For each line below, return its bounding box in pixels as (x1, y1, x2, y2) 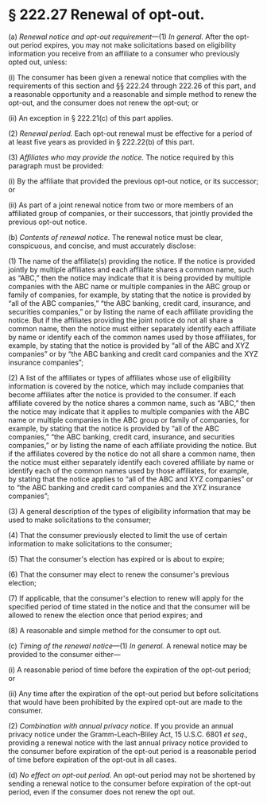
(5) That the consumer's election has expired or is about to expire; (8, 554, 225, 563)
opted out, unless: (8, 57, 68, 67)
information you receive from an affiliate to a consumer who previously (8, 48, 240, 58)
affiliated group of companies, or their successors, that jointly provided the (8, 208, 253, 218)
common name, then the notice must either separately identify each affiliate (8, 323, 257, 333)
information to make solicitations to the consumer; (8, 539, 172, 548)
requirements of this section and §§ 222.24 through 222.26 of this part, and (8, 81, 257, 91)
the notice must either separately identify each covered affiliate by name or (8, 457, 254, 466)
